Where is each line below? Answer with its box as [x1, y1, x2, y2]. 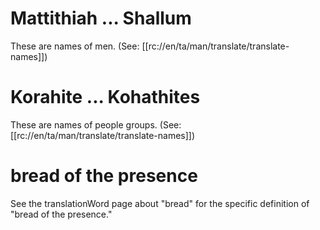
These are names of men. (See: [10, 40, 140, 52]
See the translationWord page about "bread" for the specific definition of [10, 197, 310, 209]
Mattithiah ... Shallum [10, 7, 192, 30]
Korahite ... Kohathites [10, 86, 201, 109]
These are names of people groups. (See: [10, 118, 182, 131]
